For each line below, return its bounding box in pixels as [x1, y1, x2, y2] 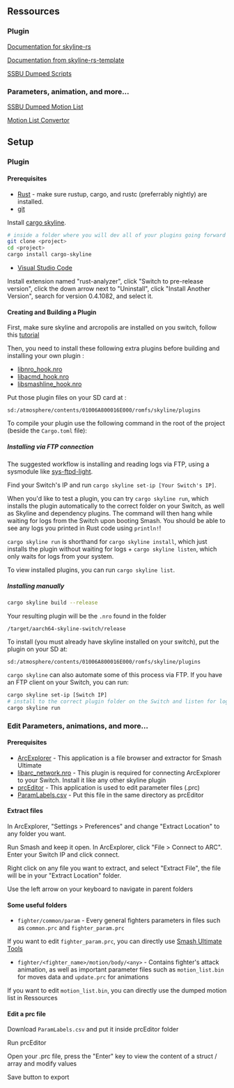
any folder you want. [7, 829, 66, 838]
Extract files [7, 807, 43, 815]
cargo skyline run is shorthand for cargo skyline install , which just [7, 538, 208, 546]
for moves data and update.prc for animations [17, 973, 149, 981]
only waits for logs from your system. [7, 552, 114, 561]
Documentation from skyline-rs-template [7, 56, 125, 64]
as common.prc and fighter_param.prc [17, 924, 125, 932]
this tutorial [7, 331, 40, 339]
